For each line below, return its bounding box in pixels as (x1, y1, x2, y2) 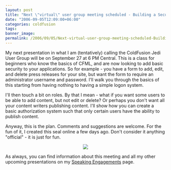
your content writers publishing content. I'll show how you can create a (5, 103, 154, 109)
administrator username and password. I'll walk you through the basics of (5, 77, 159, 83)
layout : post (5, 7, 33, 13)
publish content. (5, 113, 39, 119)
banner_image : (5, 31, 36, 36)
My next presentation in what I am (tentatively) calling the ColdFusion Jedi (5, 49, 161, 56)
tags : (5, 26, 17, 31)
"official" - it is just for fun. (5, 134, 61, 140)
